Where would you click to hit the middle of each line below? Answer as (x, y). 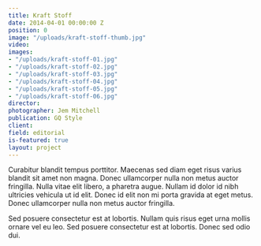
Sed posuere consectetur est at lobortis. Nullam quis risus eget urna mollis (129, 218)
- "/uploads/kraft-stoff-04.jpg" (63, 81)
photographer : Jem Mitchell (54, 111)
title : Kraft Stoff (40, 15)
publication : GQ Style (45, 118)
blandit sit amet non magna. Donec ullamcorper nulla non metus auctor (123, 178)
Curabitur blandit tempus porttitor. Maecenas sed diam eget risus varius (125, 170)
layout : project (35, 147)
